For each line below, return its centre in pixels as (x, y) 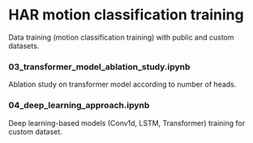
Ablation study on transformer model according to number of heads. (122, 84)
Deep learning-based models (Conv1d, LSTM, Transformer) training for (127, 123)
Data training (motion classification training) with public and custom (121, 37)
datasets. (24, 45)
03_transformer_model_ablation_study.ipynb (99, 66)
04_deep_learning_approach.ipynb (79, 105)
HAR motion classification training (126, 15)
